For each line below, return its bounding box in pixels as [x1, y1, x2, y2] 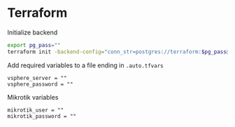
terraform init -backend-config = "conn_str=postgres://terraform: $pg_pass [7, 48, 227, 55]
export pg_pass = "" [7, 41, 61, 48]
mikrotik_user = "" [7, 107, 64, 114]
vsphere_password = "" [7, 81, 73, 88]
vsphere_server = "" [7, 74, 68, 81]
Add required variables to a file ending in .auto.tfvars [7, 61, 164, 69]
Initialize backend [7, 28, 58, 36]
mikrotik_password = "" [7, 112, 77, 120]
